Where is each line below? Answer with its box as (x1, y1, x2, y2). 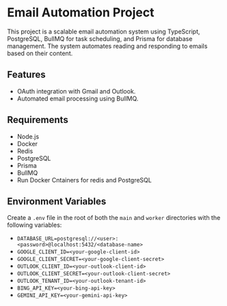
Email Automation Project (7, 5, 155, 20)
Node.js (16, 132, 40, 141)
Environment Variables (7, 195, 107, 207)
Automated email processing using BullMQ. (16, 94, 139, 102)
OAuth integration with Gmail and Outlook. (16, 87, 136, 95)
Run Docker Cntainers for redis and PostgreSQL (16, 176, 152, 184)
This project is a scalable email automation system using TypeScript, (7, 27, 200, 36)
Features (7, 69, 46, 81)
